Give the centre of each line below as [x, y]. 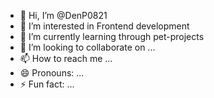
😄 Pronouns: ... [52, 73]
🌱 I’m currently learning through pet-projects [112, 36]
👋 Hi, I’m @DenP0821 [63, 15]
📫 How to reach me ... [66, 58]
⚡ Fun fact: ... [47, 84]
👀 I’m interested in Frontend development [104, 26]
